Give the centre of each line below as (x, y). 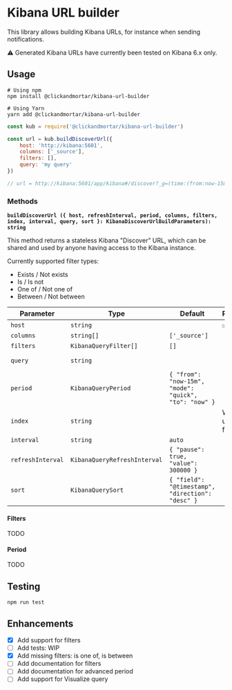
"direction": (190, 494)
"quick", (183, 395)
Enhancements (40, 623)
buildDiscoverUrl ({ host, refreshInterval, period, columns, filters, (112, 215)
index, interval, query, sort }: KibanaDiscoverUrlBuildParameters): (109, 222)
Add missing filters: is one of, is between (75, 656)
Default (192, 314)
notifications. (26, 39)
